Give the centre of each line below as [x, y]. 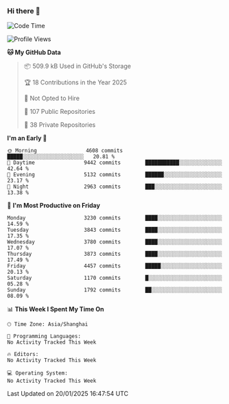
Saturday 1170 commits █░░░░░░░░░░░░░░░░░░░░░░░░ [115, 278]
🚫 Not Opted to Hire [52, 98]
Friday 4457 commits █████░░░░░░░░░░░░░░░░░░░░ [115, 266]
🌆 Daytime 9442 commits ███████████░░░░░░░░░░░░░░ [115, 163]
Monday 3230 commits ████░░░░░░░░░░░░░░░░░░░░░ [115, 218]
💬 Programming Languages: [44, 336]
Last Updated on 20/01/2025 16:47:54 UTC [68, 394]
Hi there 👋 [24, 11]
